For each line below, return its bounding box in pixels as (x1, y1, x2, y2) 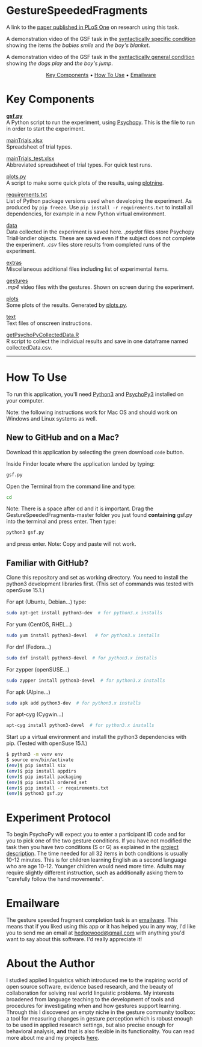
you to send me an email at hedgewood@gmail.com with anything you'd (6, 929, 185, 936)
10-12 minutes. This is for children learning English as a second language (6, 856, 187, 863)
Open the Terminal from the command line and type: (6, 483, 136, 490)
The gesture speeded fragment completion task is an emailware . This (6, 916, 179, 924)
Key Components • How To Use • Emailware (46, 71, 156, 78)
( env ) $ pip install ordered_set (6, 779, 87, 785)
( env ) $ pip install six (6, 762, 66, 769)
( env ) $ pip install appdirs (6, 768, 77, 774)
